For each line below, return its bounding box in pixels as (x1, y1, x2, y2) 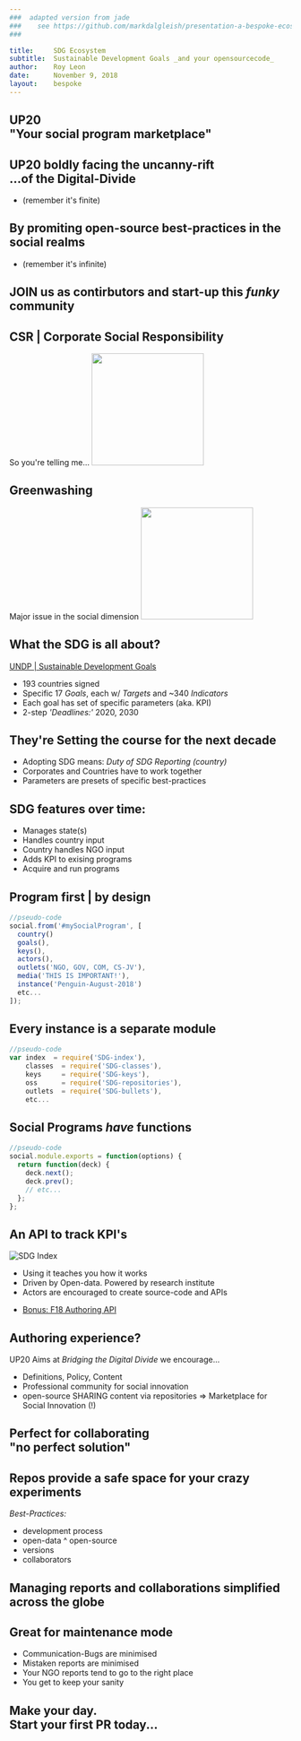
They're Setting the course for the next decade (9, 732, 277, 748)
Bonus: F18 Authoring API (21, 1304, 116, 1315)
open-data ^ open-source (21, 1535, 118, 1546)
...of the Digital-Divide (9, 171, 136, 186)
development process (21, 1526, 103, 1537)
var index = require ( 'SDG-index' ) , (9, 1053, 146, 1062)
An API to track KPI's (9, 1226, 128, 1242)
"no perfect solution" (9, 1440, 132, 1455)
